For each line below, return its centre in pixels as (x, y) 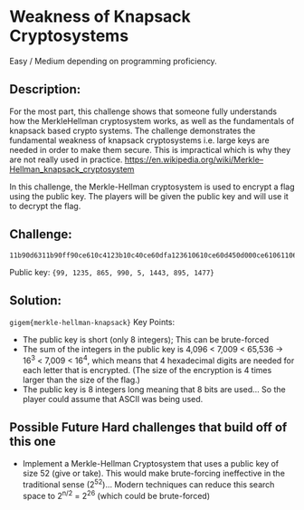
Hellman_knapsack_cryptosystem (72, 168)
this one (33, 442)
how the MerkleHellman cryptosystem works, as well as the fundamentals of (152, 120)
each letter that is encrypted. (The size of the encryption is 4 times (147, 370)
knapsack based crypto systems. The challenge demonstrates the (133, 130)
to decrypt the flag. (45, 206)
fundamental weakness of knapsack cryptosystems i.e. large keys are (139, 140)
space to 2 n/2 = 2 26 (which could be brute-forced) (116, 495)
